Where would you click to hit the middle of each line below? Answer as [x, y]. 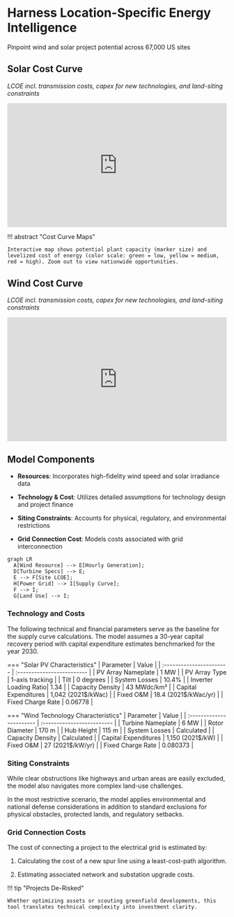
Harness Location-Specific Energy [109, 13]
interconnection [40, 547]
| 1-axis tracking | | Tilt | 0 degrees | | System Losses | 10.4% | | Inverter [110, 679]
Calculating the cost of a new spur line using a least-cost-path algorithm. [122, 861]
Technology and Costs [46, 614]
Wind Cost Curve [45, 283]
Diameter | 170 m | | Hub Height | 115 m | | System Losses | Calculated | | [111, 730]
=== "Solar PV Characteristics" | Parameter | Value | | [84, 665]
